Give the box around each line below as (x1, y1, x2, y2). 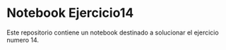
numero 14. (6, 35, 40, 44)
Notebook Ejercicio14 (6, 5, 134, 21)
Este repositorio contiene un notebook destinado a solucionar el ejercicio (6, 28, 220, 37)
